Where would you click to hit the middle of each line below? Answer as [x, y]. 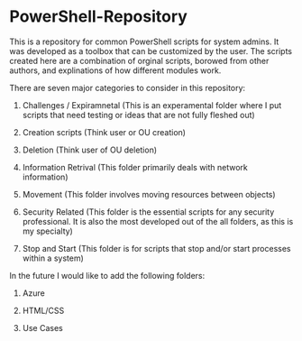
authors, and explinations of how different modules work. [115, 70]
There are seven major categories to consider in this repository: [128, 88]
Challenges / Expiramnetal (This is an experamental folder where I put [152, 105]
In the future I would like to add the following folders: [107, 275]
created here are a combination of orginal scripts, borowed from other [139, 60]
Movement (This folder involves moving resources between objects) [149, 194]
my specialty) [48, 231]
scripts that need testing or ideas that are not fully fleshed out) [138, 115]
